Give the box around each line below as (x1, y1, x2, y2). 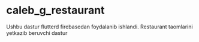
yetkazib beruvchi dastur (6, 29, 68, 36)
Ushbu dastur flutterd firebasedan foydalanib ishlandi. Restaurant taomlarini (6, 23, 193, 30)
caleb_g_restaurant (6, 4, 105, 17)
